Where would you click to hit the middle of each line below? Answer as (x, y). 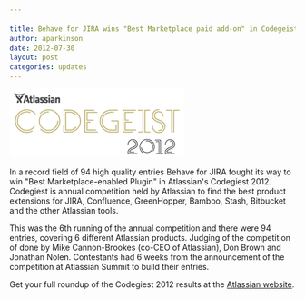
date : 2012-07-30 (42, 48)
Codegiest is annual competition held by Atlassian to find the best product (148, 191)
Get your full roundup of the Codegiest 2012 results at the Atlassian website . (152, 284)
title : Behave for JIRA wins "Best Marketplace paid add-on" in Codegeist (154, 29)
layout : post (34, 58)
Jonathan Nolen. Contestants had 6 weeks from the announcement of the (147, 257)
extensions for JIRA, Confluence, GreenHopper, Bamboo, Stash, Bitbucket (148, 201)
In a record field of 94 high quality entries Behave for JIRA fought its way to (151, 172)
